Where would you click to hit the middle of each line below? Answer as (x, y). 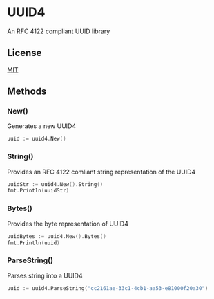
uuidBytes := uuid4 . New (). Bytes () (57, 236)
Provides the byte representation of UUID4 (68, 224)
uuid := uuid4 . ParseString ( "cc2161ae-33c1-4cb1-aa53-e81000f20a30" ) (108, 288)
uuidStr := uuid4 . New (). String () (55, 184)
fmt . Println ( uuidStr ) (38, 191)
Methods (27, 92)
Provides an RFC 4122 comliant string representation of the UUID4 (101, 172)
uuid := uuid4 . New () (37, 139)
